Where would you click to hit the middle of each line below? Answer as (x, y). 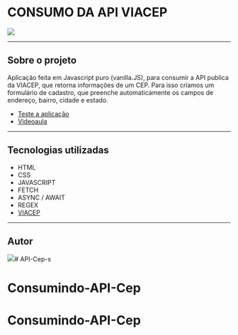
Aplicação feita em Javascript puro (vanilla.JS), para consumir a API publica (118, 77)
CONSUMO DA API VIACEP (87, 12)
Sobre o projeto (42, 61)
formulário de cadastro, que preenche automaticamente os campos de (110, 92)
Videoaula (32, 121)
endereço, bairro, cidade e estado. (58, 100)
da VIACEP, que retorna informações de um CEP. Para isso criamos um (111, 85)
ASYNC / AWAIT (41, 197)
